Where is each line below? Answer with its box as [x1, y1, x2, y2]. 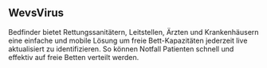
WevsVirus [8, 6, 65, 20]
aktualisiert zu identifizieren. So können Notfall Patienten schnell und [8, 43, 234, 54]
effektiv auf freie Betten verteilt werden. [8, 52, 139, 62]
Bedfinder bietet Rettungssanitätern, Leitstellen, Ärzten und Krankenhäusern [8, 27, 259, 36]
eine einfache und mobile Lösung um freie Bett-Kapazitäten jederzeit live [8, 36, 248, 45]
